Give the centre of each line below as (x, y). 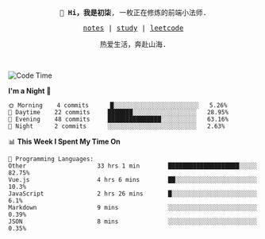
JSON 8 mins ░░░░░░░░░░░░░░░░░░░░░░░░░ (133, 222)
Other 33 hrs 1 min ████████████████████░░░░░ (133, 166)
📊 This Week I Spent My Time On (64, 141)
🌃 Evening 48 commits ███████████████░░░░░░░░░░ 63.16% (118, 119)
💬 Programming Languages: (51, 159)
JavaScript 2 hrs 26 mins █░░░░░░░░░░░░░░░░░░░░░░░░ (133, 194)
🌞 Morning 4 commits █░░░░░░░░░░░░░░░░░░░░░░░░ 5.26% (118, 106)
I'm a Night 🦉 (30, 91)
